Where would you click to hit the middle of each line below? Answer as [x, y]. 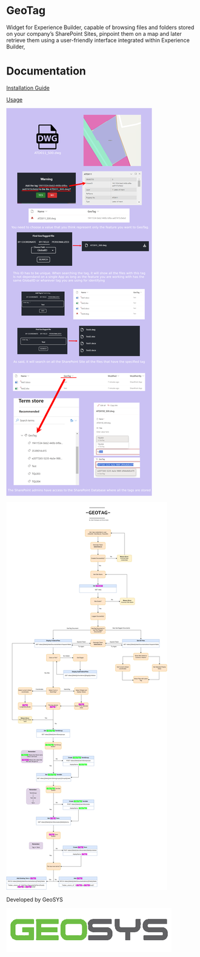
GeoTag [26, 11]
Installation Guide [28, 88]
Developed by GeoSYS [35, 899]
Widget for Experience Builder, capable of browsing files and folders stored [100, 27]
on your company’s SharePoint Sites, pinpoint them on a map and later [94, 33]
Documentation [46, 71]
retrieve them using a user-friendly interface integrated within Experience [98, 40]
